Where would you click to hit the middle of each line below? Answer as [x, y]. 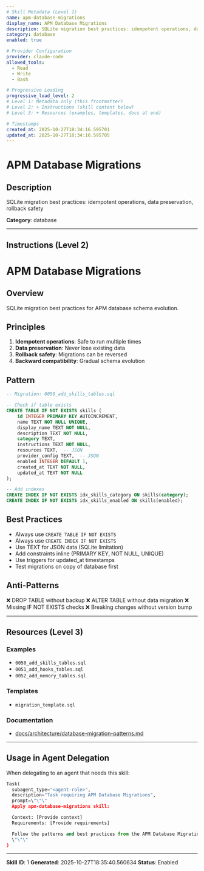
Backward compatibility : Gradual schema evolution [80, 361]
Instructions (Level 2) [48, 245]
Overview [25, 293]
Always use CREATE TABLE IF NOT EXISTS [66, 534]
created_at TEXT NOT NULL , [51, 467]
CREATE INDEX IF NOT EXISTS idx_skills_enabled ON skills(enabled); [95, 501]
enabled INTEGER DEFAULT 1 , [53, 461]
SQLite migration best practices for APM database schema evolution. [93, 308]
